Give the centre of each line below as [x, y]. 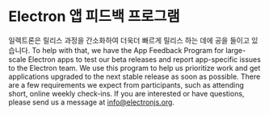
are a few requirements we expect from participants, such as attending [126, 84]
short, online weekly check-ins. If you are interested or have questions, [126, 93]
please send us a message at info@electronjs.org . [92, 102]
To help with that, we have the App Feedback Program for [128, 50]
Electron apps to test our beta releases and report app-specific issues [144, 59]
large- [236, 50]
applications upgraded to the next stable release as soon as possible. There [134, 76]
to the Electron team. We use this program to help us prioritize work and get [134, 68]
